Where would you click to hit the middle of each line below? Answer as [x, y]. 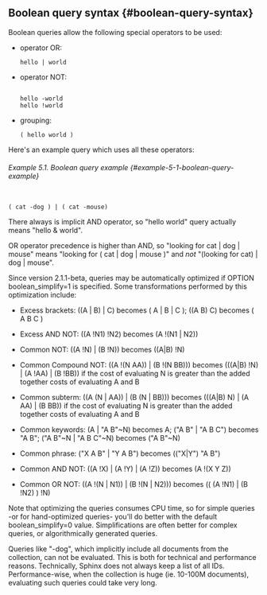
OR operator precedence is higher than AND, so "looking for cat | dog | [124, 246]
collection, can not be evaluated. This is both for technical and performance [132, 558]
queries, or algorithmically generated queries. [83, 534]
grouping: [35, 120]
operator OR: [41, 48]
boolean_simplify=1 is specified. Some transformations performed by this [128, 286]
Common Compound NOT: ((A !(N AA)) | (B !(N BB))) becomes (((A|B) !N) [139, 365]
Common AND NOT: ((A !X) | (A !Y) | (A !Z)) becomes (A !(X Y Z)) [126, 469]
